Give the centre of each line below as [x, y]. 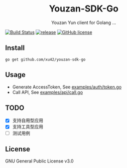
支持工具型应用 [28, 127]
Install [15, 48]
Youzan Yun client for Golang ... [84, 22]
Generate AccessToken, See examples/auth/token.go [67, 87]
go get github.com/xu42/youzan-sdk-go [45, 59]
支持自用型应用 [28, 120]
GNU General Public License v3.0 [39, 161]
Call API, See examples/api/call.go [48, 92]
